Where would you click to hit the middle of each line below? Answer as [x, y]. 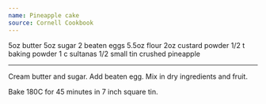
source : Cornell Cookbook [51, 23]
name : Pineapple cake [44, 15]
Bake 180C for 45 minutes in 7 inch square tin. [83, 91]
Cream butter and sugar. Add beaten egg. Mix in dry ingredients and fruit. [128, 76]
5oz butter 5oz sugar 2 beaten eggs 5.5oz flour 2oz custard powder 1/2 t [127, 45]
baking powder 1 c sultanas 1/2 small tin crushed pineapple [104, 54]
